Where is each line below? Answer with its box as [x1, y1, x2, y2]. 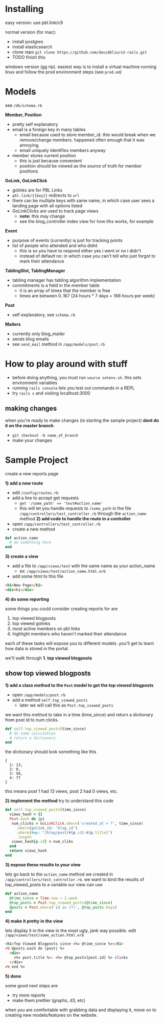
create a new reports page [5, 470, 59, 476]
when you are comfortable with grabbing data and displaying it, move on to [5, 1007, 157, 1013]
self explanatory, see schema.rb [12, 312, 75, 317]
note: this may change [19, 213, 65, 219]
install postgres [12, 38, 44, 45]
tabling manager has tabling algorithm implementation [12, 277, 121, 283]
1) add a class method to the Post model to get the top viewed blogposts [5, 682, 154, 688]
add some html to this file [12, 573, 64, 579]
